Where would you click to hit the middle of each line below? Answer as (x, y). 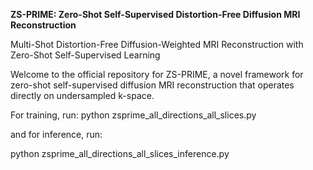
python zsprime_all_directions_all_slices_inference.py (120, 153)
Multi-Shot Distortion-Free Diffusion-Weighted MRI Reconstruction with (157, 44)
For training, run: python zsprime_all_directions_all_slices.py (133, 115)
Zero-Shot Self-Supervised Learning (85, 55)
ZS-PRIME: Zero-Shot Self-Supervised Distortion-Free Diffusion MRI (155, 14)
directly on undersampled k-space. (82, 95)
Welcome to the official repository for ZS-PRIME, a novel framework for (157, 74)
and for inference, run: (56, 134)
